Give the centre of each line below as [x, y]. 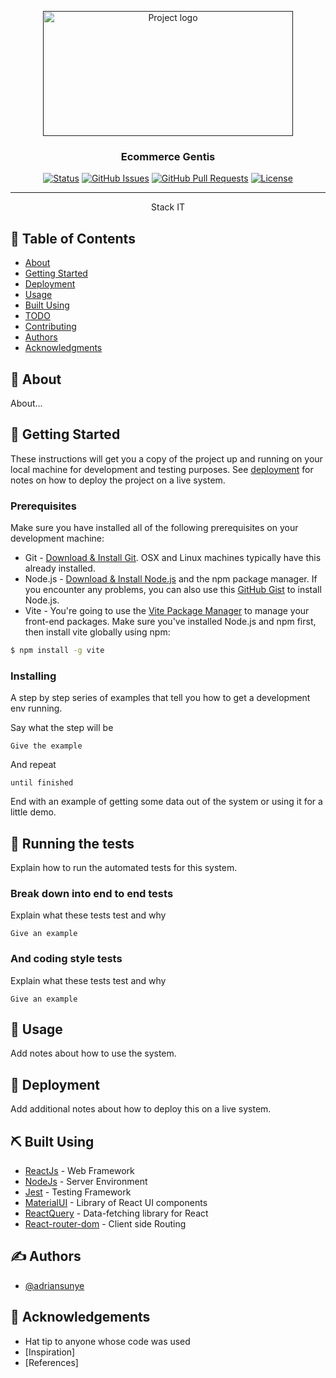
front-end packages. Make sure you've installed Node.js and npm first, [170, 622]
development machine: [57, 538]
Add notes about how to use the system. [93, 1053]
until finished [42, 783]
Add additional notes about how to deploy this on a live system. [141, 1109]
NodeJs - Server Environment [86, 1182]
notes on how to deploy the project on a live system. [118, 480]
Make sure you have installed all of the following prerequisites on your [154, 528]
